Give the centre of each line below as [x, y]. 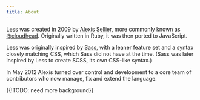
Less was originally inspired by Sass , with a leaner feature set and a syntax [100, 47]
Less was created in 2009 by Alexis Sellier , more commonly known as [93, 29]
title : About [23, 12]
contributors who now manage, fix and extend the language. [82, 78]
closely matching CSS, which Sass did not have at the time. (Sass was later [100, 54]
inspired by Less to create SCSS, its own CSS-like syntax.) [79, 60]
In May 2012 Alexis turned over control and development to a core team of [99, 72]
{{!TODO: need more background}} [50, 90]
